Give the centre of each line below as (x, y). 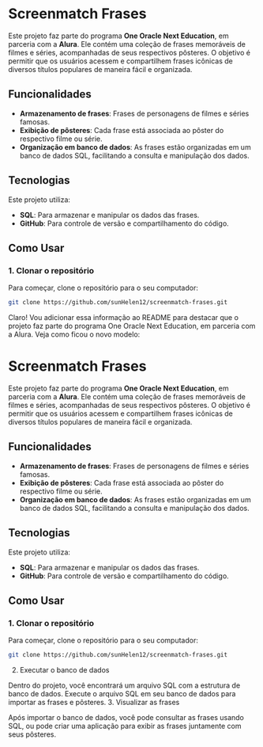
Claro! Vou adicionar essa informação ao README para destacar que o (124, 318)
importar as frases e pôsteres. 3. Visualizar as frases (94, 703)
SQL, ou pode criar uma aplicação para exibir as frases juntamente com (125, 726)
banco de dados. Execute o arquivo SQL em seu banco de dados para (122, 694)
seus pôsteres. (32, 734)
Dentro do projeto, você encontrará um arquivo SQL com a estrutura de (124, 685)
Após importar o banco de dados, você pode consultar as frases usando (126, 718)
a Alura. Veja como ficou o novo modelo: (74, 334)
